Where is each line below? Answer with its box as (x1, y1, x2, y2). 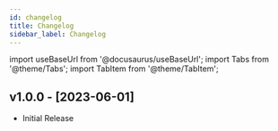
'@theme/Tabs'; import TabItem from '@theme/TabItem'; (9, 63, 219, 74)
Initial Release (22, 113, 74, 124)
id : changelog (9, 12, 63, 22)
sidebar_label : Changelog (9, 29, 106, 38)
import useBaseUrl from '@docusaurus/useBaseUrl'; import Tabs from (9, 54, 269, 65)
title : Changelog (9, 21, 74, 30)
